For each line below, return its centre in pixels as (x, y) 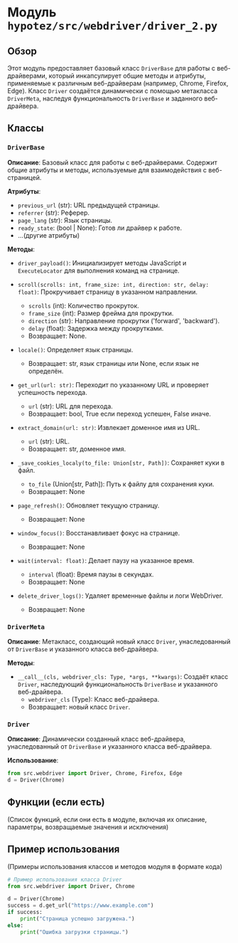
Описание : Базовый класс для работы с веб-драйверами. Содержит (113, 162)
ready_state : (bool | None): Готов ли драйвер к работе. (100, 228)
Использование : (33, 760)
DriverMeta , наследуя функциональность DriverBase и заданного (105, 98)
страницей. (25, 177)
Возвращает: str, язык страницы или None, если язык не (114, 363)
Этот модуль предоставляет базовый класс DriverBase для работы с (111, 68)
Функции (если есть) (56, 802)
